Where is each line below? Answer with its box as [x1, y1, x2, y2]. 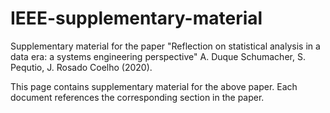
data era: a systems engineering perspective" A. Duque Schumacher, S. [10, 50, 306, 62]
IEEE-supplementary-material [10, 7, 263, 30]
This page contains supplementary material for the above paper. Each [10, 80, 298, 92]
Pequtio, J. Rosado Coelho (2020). [10, 61, 153, 73]
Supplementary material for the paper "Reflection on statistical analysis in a [10, 40, 321, 52]
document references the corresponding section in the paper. [10, 91, 265, 103]
